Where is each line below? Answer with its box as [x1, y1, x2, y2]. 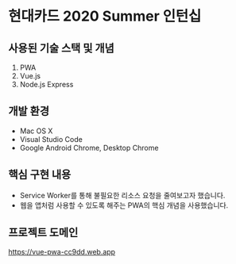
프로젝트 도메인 [8, 226, 79, 239]
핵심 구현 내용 [8, 168, 72, 182]
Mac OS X [19, 126, 53, 136]
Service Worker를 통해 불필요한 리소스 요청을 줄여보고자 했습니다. [19, 190, 226, 200]
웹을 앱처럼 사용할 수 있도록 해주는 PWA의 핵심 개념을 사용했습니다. [19, 200, 229, 210]
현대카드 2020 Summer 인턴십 [8, 7, 202, 25]
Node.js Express [19, 80, 74, 89]
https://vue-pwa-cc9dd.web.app [8, 247, 116, 257]
